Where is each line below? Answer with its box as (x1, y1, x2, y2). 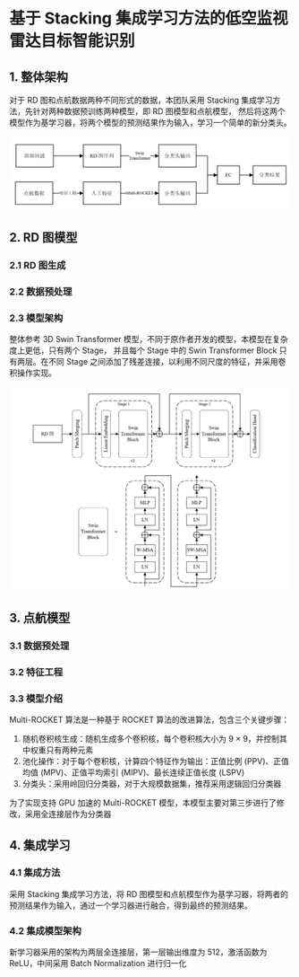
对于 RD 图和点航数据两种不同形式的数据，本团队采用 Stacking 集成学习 (9, 95, 273, 105)
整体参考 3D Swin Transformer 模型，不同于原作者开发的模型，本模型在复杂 (9, 333, 288, 344)
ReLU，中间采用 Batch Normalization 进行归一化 (9, 958, 187, 969)
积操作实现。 (9, 367, 56, 378)
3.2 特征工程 (9, 665, 64, 678)
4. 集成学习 (9, 837, 71, 853)
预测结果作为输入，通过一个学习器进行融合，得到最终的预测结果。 (9, 900, 252, 911)
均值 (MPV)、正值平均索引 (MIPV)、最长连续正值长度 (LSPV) (21, 767, 244, 778)
